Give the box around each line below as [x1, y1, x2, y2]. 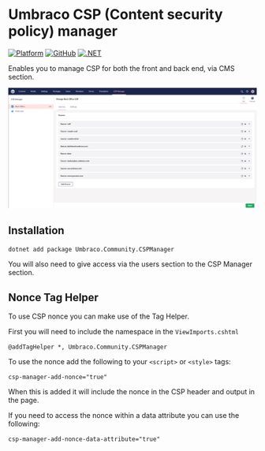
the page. [8, 396, 39, 405]
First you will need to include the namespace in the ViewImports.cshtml [8, 327, 239, 337]
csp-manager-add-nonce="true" [8, 373, 108, 382]
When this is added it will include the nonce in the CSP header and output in [8, 387, 255, 397]
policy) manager [8, 22, 118, 40]
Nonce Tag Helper [8, 290, 99, 304]
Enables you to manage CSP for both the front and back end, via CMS [8, 63, 235, 73]
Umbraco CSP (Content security [8, 6, 223, 24]
